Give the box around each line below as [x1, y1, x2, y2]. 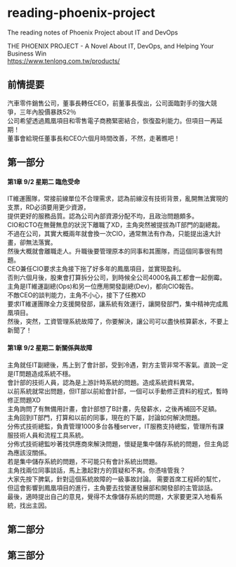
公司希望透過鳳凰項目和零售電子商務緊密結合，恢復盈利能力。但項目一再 [7, 116, 216, 124]
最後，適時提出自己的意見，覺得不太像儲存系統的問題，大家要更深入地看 [7, 492, 216, 500]
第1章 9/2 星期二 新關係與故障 [7, 343, 93, 352]
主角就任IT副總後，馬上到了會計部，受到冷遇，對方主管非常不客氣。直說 [7, 360, 216, 369]
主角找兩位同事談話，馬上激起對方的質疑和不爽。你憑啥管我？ [7, 466, 186, 474]
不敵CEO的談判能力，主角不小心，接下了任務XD [7, 291, 146, 299]
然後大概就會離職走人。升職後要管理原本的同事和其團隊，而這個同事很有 [7, 247, 216, 256]
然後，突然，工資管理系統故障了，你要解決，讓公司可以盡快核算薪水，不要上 [7, 318, 229, 326]
